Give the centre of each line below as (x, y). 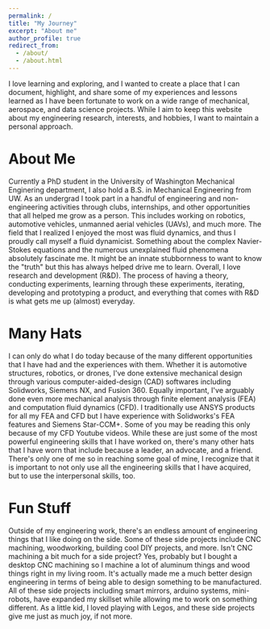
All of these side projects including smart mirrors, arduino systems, (120, 590)
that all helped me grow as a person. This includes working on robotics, (127, 215)
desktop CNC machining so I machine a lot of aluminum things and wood (129, 565)
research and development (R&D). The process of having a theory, (118, 275)
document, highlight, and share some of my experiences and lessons (123, 92)
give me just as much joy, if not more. (71, 616)
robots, (20, 599)
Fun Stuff (40, 508)
